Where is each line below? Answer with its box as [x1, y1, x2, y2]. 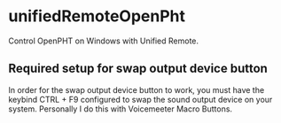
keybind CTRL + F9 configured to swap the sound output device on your [8, 94, 273, 104]
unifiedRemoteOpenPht [8, 6, 186, 27]
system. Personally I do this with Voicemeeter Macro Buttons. [8, 104, 232, 114]
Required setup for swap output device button [8, 61, 268, 76]
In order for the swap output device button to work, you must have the [8, 84, 265, 95]
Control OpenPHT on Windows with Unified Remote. [8, 35, 199, 46]
